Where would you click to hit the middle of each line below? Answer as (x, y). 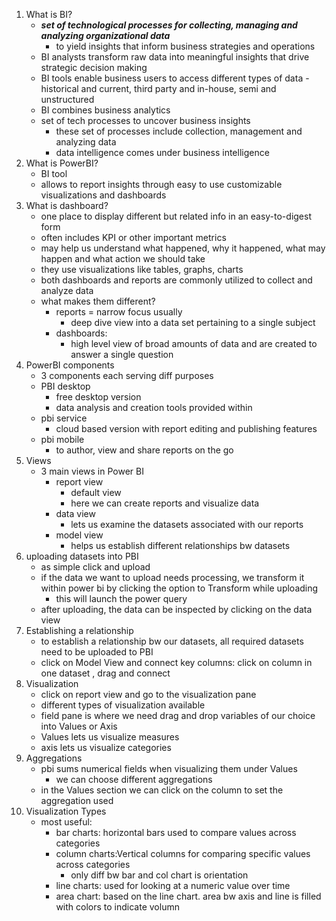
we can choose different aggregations (134, 779)
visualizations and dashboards (103, 195)
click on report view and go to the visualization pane (148, 694)
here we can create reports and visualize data (165, 503)
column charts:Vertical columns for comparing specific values (183, 853)
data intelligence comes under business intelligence (162, 152)
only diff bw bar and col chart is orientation (159, 875)
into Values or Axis (79, 726)
